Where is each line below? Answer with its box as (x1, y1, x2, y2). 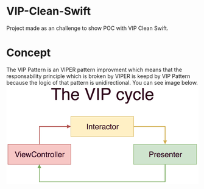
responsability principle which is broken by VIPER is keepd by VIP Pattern (6, 72, 191, 80)
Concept (6, 46, 51, 60)
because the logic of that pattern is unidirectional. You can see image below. (6, 79, 198, 86)
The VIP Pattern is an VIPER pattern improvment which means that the (6, 66, 183, 73)
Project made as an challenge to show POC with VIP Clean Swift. (6, 24, 169, 32)
